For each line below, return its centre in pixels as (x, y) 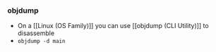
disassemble (36, 33)
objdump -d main (41, 41)
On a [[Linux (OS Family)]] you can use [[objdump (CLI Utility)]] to (113, 26)
